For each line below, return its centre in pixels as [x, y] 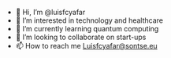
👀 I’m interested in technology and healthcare [89, 20]
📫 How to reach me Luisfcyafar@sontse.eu [86, 46]
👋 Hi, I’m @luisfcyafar [50, 12]
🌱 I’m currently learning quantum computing [87, 29]
